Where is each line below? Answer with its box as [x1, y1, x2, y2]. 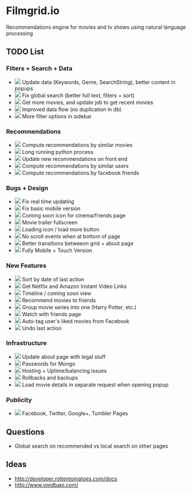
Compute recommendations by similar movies [22, 141, 133, 148]
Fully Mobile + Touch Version [22, 247, 92, 254]
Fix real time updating [22, 198, 74, 205]
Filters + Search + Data [6, 65, 73, 73]
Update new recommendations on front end [22, 155, 128, 162]
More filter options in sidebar [22, 113, 92, 120]
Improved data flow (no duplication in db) [22, 106, 122, 113]
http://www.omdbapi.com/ [14, 481, 78, 488]
